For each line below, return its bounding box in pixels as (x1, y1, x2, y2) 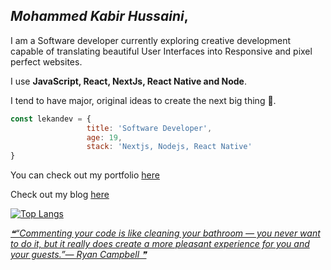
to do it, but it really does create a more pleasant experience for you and (10, 238, 310, 250)
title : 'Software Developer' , (86, 123, 213, 133)
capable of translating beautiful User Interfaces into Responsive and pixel (10, 45, 313, 57)
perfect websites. (10, 55, 83, 68)
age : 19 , (86, 132, 123, 143)
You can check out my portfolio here (10, 169, 160, 181)
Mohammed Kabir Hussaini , (10, 8, 189, 25)
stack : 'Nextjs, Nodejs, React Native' (86, 142, 253, 152)
